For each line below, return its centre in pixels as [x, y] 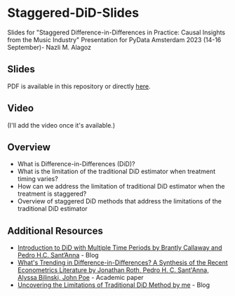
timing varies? [38, 179]
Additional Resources [55, 230]
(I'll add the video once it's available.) [61, 125]
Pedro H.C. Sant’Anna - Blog [58, 255]
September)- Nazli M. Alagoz [49, 47]
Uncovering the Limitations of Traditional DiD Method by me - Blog [114, 285]
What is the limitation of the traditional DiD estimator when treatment [116, 171]
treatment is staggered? [52, 194]
